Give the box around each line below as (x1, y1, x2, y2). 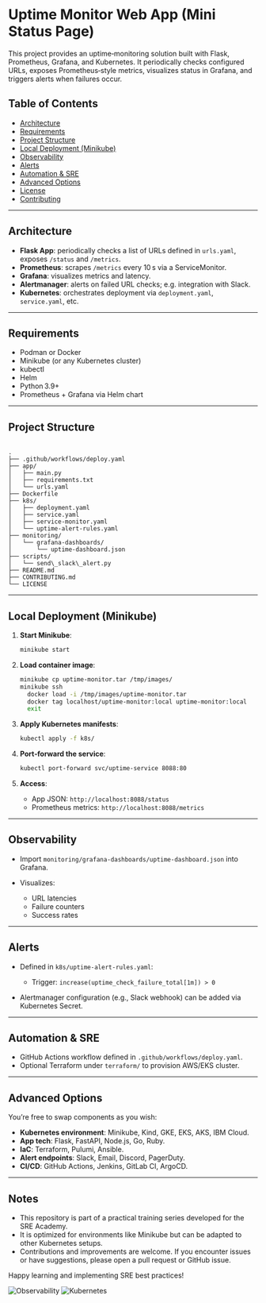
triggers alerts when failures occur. (8, 74, 123, 83)
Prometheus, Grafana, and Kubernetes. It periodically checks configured (8, 57, 245, 67)
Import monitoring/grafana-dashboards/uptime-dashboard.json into (19, 854, 239, 863)
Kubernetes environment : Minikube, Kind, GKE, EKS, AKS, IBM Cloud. (19, 1128, 249, 1137)
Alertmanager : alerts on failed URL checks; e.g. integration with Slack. (19, 279, 251, 289)
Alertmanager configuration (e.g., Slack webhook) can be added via (19, 993, 241, 1002)
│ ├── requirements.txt (8, 476, 93, 484)
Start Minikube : (19, 630, 73, 640)
